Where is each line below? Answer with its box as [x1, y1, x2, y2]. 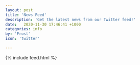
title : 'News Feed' [5, 12, 47, 17]
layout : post [5, 7, 33, 13]
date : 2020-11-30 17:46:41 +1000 [5, 21, 81, 27]
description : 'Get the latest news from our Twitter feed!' [5, 17, 136, 22]
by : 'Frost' [5, 31, 31, 36]
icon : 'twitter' [5, 36, 40, 41]
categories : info [5, 27, 42, 32]
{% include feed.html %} [5, 54, 57, 60]
